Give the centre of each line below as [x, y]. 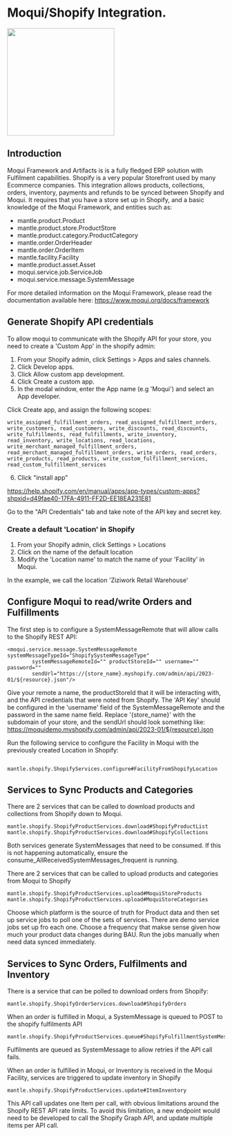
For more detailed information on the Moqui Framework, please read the [109, 293]
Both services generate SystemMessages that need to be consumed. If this [114, 845]
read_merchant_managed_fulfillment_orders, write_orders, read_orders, [112, 452]
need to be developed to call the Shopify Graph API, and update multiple [110, 1118]
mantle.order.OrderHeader [55, 242]
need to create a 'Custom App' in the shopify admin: [81, 346]
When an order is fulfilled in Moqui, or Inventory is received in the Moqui [110, 1070]
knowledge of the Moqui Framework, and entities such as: [90, 207]
